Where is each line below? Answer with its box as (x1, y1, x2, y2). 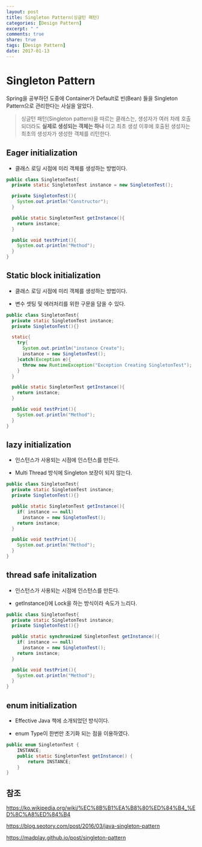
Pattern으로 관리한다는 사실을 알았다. (6, 102, 94, 109)
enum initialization (6, 700, 77, 710)
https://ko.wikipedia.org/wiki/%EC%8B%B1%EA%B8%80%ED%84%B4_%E (6, 804, 196, 811)
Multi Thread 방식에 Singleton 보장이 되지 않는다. (14, 469, 132, 476)
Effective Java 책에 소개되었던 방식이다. (14, 717, 110, 724)
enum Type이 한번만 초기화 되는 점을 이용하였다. (14, 730, 130, 737)
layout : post (6, 8, 39, 15)
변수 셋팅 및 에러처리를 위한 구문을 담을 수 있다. (14, 300, 126, 307)
